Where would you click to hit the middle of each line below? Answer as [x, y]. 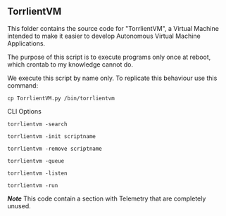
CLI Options [25, 111]
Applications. [26, 43]
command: [23, 85]
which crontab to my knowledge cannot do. [70, 64]
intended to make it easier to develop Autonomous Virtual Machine [104, 36]
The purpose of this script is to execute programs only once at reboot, [109, 57]
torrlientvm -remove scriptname [55, 149]
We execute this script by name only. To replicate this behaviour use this [112, 78]
